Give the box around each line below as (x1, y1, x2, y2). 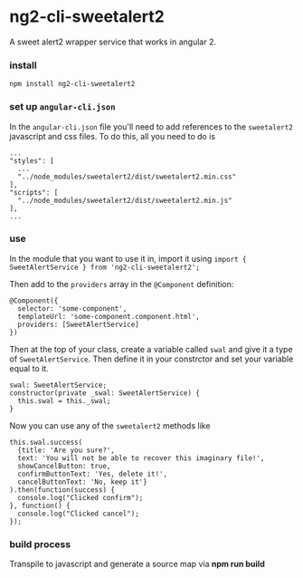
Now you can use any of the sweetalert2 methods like (9, 419, 211, 431)
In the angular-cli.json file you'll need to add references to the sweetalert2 (9, 120, 294, 132)
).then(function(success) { (9, 485, 116, 495)
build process (9, 537, 71, 550)
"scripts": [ (9, 188, 59, 197)
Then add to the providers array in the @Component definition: (9, 278, 234, 289)
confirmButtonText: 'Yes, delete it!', (17, 469, 168, 478)
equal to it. (9, 362, 49, 373)
